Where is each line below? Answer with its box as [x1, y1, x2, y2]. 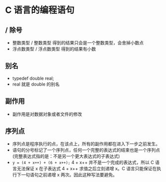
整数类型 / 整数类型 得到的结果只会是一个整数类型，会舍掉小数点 [12, 40, 144, 45]
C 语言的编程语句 [5, 4, 75, 16]
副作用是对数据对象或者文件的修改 [12, 111, 82, 117]
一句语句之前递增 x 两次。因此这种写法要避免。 [21, 172, 117, 178]
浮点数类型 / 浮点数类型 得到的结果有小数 [12, 46, 96, 52]
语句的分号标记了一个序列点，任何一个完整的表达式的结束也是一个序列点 [12, 147, 160, 153]
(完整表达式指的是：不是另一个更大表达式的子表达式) [12, 153, 120, 159]
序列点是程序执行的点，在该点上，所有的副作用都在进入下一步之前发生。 [12, 141, 160, 147]
